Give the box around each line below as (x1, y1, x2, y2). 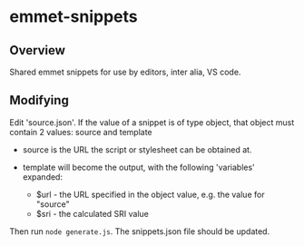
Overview (9, 43, 66, 58)
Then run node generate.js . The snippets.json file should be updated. (9, 225, 270, 237)
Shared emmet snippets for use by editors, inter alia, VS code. (9, 66, 241, 77)
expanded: (22, 171, 64, 182)
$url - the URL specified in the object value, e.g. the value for (35, 189, 265, 200)
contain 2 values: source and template (9, 126, 152, 137)
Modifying (9, 93, 70, 108)
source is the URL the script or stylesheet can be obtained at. (22, 143, 252, 155)
